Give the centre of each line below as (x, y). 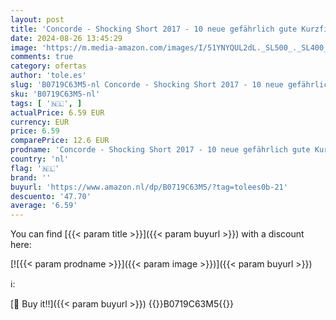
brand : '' (31, 177)
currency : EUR (40, 122)
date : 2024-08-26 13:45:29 (66, 38)
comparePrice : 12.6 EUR (60, 141)
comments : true (42, 57)
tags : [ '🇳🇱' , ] (46, 103)
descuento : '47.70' (51, 196)
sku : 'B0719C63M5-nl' (55, 94)
